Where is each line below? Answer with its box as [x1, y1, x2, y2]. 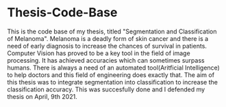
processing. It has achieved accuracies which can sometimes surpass [7, 56, 205, 64]
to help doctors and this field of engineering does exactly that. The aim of [7, 70, 214, 79]
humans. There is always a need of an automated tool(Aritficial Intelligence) [7, 63, 221, 72]
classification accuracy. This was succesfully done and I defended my [7, 85, 205, 93]
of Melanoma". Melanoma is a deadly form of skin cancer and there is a [7, 34, 209, 42]
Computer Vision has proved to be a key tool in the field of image [7, 49, 190, 57]
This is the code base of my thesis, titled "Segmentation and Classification [7, 27, 217, 35]
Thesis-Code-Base [7, 5, 118, 20]
